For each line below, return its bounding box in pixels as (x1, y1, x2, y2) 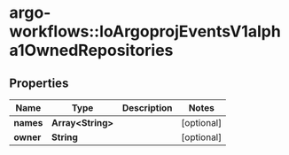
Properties (9, 75, 69, 90)
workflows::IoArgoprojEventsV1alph (9, 21, 281, 42)
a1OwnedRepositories (9, 41, 174, 60)
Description (121, 102, 173, 113)
